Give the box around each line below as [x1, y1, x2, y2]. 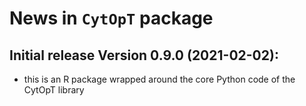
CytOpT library [23, 84, 85, 96]
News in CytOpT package [9, 7, 214, 30]
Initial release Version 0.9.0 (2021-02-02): [9, 47, 279, 64]
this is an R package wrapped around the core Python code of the [23, 73, 296, 85]
